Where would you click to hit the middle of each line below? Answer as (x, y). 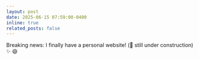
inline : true (22, 23)
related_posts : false (33, 28)
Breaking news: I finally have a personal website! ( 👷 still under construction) (100, 45)
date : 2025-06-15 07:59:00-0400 (46, 17)
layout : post (22, 12)
